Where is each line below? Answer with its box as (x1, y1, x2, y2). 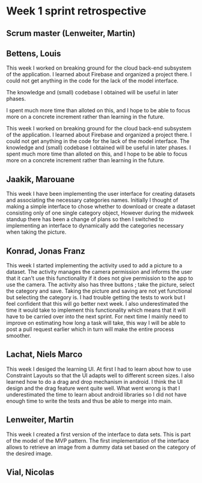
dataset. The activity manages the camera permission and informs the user (6, 269, 192, 276)
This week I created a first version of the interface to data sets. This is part (6, 431, 191, 438)
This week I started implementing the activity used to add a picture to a (6, 262, 182, 269)
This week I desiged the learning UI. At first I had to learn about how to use (6, 365, 192, 372)
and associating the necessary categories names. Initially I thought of (6, 196, 179, 204)
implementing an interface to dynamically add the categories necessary (6, 222, 185, 229)
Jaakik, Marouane (6, 174, 75, 184)
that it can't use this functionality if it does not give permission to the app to (6, 275, 194, 282)
